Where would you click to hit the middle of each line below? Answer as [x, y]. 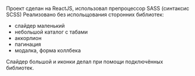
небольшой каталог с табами [51, 32]
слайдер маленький [40, 26]
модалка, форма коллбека [47, 50]
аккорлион [28, 38]
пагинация [28, 44]
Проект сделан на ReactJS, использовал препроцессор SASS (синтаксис [98, 8]
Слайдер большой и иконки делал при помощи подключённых [85, 61]
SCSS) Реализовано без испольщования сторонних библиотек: [85, 15]
